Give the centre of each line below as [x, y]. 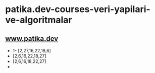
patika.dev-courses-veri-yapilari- [78, 9]
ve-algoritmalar [39, 20]
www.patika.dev [32, 39]
